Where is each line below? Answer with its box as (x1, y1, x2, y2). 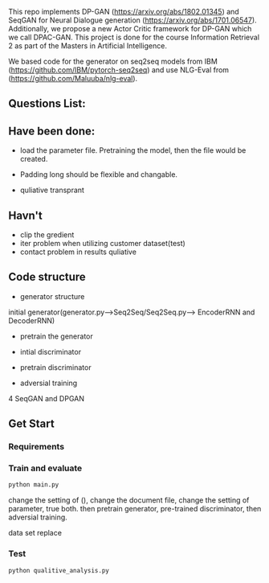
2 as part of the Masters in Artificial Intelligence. (8, 41, 167, 51)
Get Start (8, 417, 55, 431)
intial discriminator (19, 347, 82, 356)
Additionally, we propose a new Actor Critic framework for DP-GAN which (8, 24, 252, 33)
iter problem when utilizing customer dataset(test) (19, 239, 186, 248)
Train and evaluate (8, 462, 83, 474)
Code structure (8, 270, 86, 284)
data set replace (8, 528, 63, 538)
